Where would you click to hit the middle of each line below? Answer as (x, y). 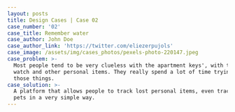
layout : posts (28, 14)
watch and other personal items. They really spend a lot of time (112, 72)
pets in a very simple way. (55, 98)
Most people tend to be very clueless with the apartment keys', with (119, 65)
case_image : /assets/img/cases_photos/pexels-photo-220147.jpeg (103, 53)
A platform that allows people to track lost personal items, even (114, 91)
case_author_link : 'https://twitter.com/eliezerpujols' (90, 46)
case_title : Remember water (48, 33)
